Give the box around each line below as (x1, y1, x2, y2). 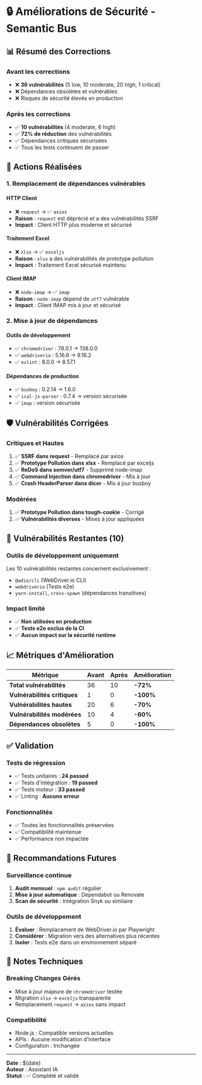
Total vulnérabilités (9, 681, 66, 689)
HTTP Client (6, 195, 37, 202)
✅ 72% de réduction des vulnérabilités (14, 130, 112, 138)
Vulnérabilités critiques (9, 691, 78, 699)
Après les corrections (6, 109, 71, 118)
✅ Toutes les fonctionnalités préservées (14, 822, 114, 829)
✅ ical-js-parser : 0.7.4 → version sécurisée (14, 393, 127, 400)
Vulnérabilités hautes (9, 701, 72, 709)
